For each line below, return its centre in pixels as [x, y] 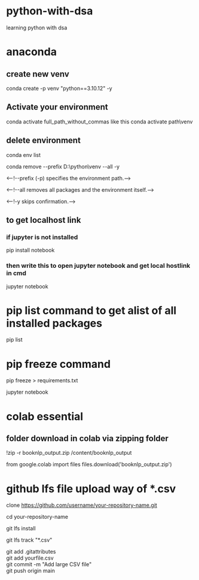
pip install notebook [30, 250]
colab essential [45, 416]
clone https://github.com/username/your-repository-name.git [82, 505]
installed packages [54, 323]
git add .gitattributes [31, 552]
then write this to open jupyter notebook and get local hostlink [98, 266]
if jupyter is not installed [42, 237]
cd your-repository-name [37, 517]
